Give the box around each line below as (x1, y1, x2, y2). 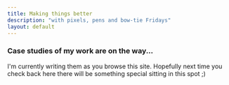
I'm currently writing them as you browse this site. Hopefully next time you (7, 62, 223, 70)
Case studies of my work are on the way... (7, 46, 154, 56)
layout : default (7, 23, 55, 30)
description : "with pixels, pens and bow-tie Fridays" (7, 17, 171, 24)
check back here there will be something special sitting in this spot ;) (7, 69, 206, 77)
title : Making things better (7, 10, 93, 17)
